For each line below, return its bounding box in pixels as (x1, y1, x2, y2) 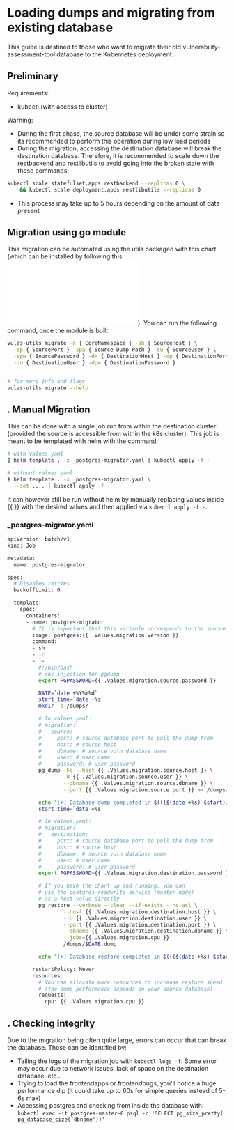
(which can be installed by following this (7, 252, 123, 261)
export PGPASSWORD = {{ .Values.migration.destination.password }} (38, 869, 232, 877)
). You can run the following (138, 319, 217, 327)
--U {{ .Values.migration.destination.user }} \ (63, 915, 208, 922)
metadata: (7, 555, 36, 562)
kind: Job (7, 542, 36, 549)
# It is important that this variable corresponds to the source (32, 625, 226, 632)
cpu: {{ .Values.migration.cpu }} (44, 998, 145, 1005)
